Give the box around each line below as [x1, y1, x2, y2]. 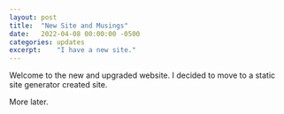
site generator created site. [9, 80, 108, 90]
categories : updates [9, 37, 86, 47]
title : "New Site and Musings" [9, 21, 128, 30]
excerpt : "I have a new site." [9, 46, 137, 55]
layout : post [9, 12, 58, 22]
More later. [9, 96, 49, 107]
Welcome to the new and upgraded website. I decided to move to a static [9, 70, 276, 80]
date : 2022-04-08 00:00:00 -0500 [9, 29, 141, 38]
